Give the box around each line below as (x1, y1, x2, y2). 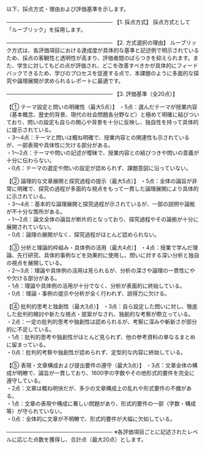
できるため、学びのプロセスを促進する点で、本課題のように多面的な (22, 70, 194, 76)
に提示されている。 (6, 126, 55, 133)
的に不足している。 (6, 326, 55, 333)
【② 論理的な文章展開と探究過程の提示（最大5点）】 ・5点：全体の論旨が (6, 177, 192, 185)
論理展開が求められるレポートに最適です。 (17, 77, 124, 84)
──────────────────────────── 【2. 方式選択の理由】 (6, 39, 170, 46)
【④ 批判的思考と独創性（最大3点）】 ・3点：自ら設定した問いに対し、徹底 (6, 303, 198, 310)
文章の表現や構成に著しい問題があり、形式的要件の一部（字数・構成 (24, 400, 196, 407)
